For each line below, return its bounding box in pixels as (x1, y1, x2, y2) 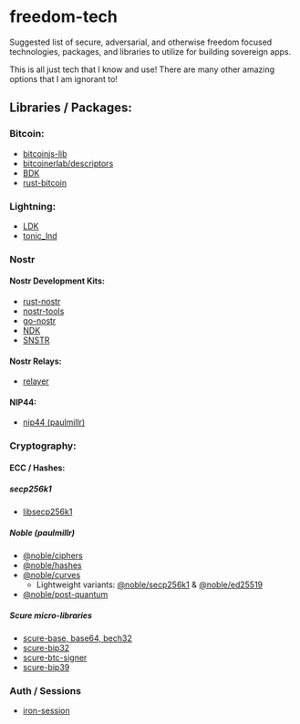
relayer (22, 376, 50, 387)
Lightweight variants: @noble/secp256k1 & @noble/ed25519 (36, 579, 264, 590)
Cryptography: (9, 440, 77, 452)
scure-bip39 (22, 661, 70, 672)
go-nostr (22, 315, 57, 326)
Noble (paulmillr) (9, 527, 76, 538)
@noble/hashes (22, 559, 82, 571)
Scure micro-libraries (9, 609, 93, 621)
